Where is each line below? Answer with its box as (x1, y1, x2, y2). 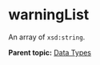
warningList (8, 6, 90, 24)
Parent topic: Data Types (8, 47, 92, 57)
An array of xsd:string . (8, 32, 86, 42)
